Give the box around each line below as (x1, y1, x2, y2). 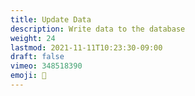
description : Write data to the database (10, 24, 186, 34)
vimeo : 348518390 (10, 61, 83, 71)
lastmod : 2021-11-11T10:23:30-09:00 (10, 42, 163, 53)
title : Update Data (10, 14, 92, 25)
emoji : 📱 (10, 71, 47, 81)
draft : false (10, 52, 65, 62)
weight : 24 (10, 33, 56, 43)
